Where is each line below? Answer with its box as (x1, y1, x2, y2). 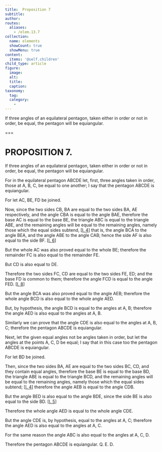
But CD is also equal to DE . (5, 261, 59, 267)
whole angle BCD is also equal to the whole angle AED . (5, 296, 115, 301)
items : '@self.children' (9, 57, 59, 62)
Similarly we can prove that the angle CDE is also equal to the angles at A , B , (5, 319, 157, 325)
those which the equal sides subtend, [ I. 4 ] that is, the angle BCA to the (5, 227, 147, 233)
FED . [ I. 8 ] (5, 281, 25, 287)
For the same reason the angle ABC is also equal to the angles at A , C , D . (5, 432, 150, 437)
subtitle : (5, 12, 25, 17)
